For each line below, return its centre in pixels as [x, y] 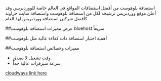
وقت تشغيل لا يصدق [32, 58]
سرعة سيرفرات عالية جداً [36, 63]
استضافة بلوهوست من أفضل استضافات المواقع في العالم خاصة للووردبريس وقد [80, 8]
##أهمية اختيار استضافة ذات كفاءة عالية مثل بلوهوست [56, 38]
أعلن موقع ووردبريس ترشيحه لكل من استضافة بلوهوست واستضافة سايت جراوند [80, 13]
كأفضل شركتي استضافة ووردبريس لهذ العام [46, 18]
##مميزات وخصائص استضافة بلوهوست [42, 48]
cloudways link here [26, 73]
